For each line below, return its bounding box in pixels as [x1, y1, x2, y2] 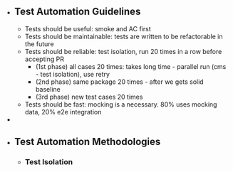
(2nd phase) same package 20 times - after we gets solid [35, 77, 204, 86]
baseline [35, 85, 61, 93]
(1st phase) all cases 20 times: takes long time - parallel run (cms [35, 62, 227, 70]
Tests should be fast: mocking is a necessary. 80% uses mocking [24, 100, 217, 109]
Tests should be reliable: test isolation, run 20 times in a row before [24, 47, 222, 55]
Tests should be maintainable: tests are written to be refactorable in [24, 32, 223, 41]
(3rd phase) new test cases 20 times [35, 92, 143, 101]
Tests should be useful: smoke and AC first [24, 24, 151, 33]
